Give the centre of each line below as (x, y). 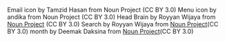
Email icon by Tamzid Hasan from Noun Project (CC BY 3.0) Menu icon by (112, 10)
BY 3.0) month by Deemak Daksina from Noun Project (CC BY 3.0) (100, 31)
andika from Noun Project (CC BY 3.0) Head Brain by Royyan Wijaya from (111, 17)
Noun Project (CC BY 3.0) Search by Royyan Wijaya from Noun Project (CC (113, 24)
